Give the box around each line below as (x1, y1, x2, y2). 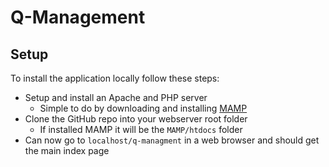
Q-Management (10, 6, 146, 29)
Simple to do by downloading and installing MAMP (39, 102, 248, 114)
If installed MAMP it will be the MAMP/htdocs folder (39, 124, 243, 135)
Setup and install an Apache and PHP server (24, 92, 208, 103)
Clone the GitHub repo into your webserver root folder (24, 113, 248, 125)
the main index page (24, 145, 110, 156)
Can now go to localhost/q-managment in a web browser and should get (24, 134, 320, 146)
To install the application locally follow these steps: (10, 72, 220, 84)
